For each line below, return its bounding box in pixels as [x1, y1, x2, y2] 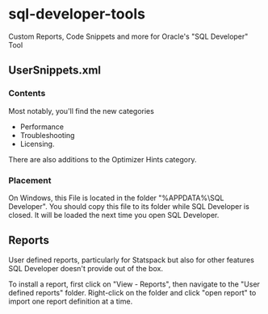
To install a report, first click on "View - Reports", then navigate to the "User [8, 279, 261, 289]
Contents [8, 88, 46, 99]
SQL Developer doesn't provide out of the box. [8, 263, 164, 273]
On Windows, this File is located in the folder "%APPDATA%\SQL [8, 193, 224, 203]
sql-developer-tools [8, 5, 145, 23]
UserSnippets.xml [8, 64, 102, 77]
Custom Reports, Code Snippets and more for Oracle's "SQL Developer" [8, 31, 249, 41]
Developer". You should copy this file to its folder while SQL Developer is [8, 201, 250, 211]
